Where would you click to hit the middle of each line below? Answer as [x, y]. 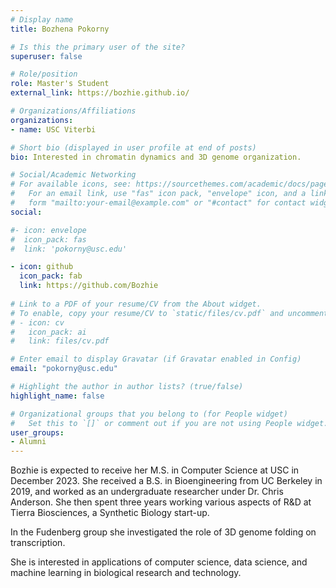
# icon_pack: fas [48, 239]
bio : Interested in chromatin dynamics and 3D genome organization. [156, 157]
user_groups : [37, 432]
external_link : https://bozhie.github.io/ [100, 93]
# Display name [42, 19]
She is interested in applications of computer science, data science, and [159, 562]
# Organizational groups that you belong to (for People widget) [149, 414]
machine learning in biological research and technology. [126, 573]
